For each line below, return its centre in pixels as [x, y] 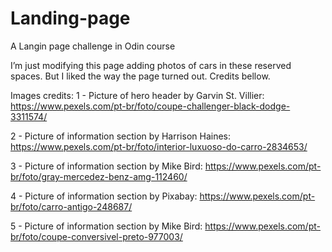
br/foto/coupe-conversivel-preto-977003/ [96, 236]
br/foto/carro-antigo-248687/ [71, 206]
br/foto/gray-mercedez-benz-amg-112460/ [99, 176]
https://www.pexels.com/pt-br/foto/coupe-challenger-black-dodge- [150, 106]
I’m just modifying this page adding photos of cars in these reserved [151, 65]
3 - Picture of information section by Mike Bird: [106, 166]
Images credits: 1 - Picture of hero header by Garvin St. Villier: [137, 95]
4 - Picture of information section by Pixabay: [104, 196]
